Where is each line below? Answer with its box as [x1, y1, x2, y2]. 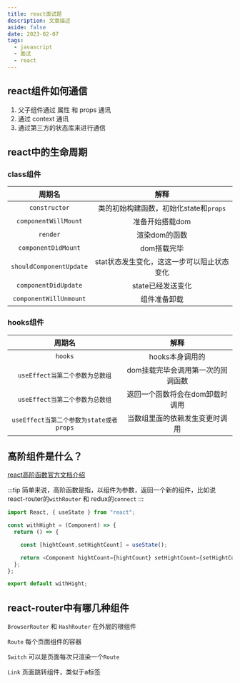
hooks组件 [7, 318, 44, 328]
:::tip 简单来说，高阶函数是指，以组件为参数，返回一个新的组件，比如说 [7, 486, 216, 495]
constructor [29, 204, 70, 212]
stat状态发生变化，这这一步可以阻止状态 [94, 257, 229, 267]
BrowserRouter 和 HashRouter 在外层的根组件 [7, 622, 137, 631]
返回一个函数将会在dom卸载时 [126, 389, 228, 399]
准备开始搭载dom [133, 217, 191, 227]
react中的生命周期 [7, 146, 88, 158]
